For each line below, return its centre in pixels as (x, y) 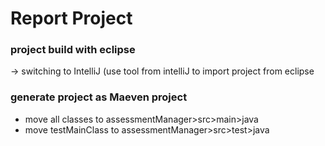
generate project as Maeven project (99, 97)
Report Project (71, 18)
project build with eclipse (73, 50)
